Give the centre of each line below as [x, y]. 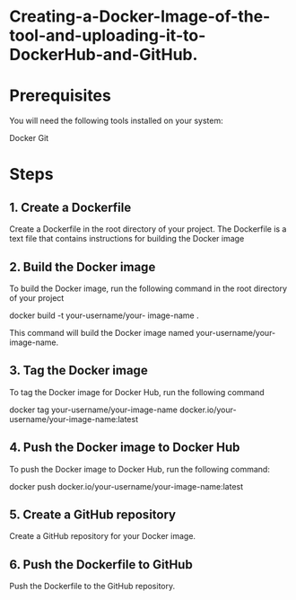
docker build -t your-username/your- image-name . [104, 315]
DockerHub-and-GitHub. [104, 55]
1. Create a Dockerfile [70, 207]
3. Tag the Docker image [78, 371]
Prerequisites [61, 96]
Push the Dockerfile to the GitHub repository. [92, 587]
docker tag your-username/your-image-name [93, 410]
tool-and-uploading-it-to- [108, 35]
